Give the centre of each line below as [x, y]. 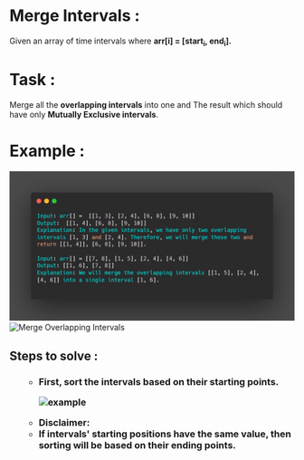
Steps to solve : [54, 355]
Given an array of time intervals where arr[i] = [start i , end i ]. [121, 42]
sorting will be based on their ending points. [138, 446]
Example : [47, 151]
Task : [33, 79]
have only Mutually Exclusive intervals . [84, 114]
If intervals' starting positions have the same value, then [165, 434]
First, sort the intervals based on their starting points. [159, 381]
